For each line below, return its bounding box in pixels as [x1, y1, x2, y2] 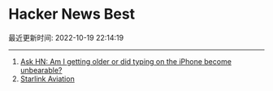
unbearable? [19, 65, 63, 75]
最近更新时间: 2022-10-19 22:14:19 [8, 32, 124, 42]
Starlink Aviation [19, 74, 75, 84]
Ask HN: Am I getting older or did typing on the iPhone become [19, 56, 232, 66]
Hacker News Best [8, 5, 136, 24]
